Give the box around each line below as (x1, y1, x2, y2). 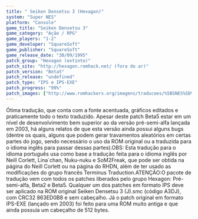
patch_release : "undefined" (6, 74, 75, 80)
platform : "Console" (6, 19, 57, 25)
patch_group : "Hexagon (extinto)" (6, 58, 91, 63)
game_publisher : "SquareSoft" (6, 47, 81, 53)
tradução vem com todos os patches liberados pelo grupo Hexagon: (6, 175, 172, 182)
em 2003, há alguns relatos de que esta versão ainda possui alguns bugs (6, 125, 184, 132)
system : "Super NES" (6, 14, 57, 20)
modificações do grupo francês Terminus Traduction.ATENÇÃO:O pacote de (6, 169, 192, 176)
